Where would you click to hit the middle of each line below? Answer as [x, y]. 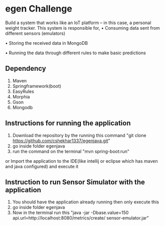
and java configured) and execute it [42, 166]
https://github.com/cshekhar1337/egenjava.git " [61, 141]
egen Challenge [39, 9]
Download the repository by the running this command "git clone [79, 135]
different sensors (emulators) [35, 33]
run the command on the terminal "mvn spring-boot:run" [71, 151]
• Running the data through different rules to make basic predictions [76, 53]
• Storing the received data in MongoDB [47, 43]
